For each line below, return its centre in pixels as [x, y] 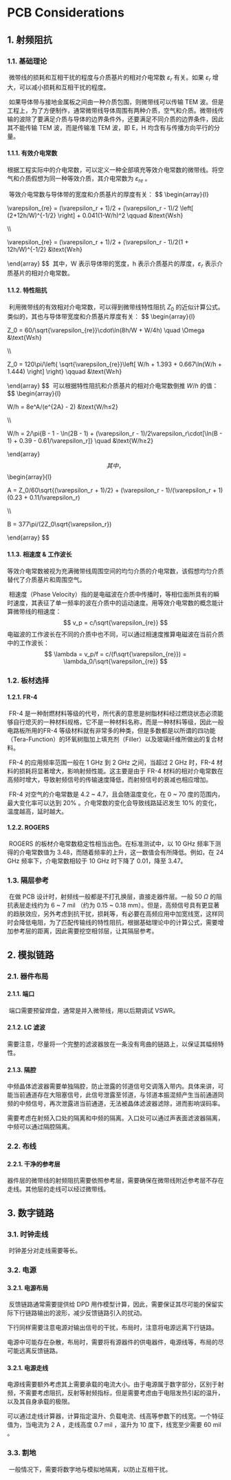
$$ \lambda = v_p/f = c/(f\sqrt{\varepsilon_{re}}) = [115, 654]
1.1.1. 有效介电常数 [32, 153]
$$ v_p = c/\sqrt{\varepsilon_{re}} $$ [115, 622]
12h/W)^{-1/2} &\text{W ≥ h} [45, 249]
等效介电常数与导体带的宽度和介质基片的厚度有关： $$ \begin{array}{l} [109, 194]
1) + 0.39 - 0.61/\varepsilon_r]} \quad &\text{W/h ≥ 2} [80, 441]
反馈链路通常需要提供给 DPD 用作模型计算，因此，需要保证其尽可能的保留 [113, 1305]
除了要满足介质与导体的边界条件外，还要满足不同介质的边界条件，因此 [124, 119]
